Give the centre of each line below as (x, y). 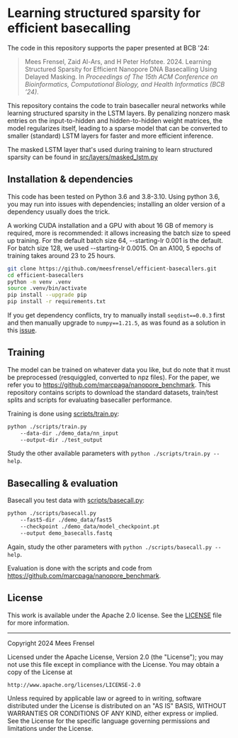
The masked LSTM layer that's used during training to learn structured (110, 149)
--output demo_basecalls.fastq (66, 533)
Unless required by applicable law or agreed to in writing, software (104, 698)
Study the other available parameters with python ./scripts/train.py (109, 453)
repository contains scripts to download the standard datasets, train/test (113, 392)
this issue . (22, 330)
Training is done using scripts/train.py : (63, 413)
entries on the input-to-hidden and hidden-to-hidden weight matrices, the (115, 120)
